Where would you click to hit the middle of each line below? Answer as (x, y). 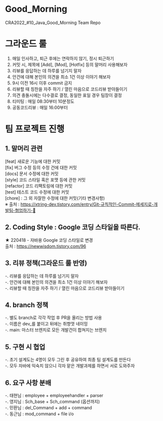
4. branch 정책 (27, 305)
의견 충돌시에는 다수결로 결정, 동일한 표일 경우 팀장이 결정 (67, 95)
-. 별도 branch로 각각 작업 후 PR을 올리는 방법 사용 (54, 318)
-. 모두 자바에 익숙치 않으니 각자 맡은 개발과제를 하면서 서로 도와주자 (70, 366)
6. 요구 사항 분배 (28, 383)
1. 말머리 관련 (24, 149)
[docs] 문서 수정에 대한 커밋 (32, 173)
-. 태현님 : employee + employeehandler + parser (54, 395)
